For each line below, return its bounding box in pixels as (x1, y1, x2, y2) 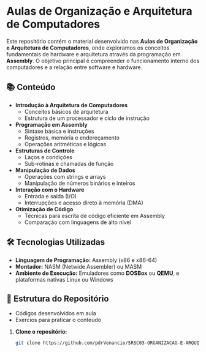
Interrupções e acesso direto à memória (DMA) (24, 199, 143, 206)
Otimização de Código (15, 205, 74, 212)
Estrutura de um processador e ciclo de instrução (24, 114, 150, 122)
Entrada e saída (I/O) (24, 192, 77, 200)
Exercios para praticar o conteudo (15, 316, 102, 324)
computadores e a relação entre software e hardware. (6, 63, 143, 71)
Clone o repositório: (15, 328, 67, 335)
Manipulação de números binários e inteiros (24, 179, 135, 187)
